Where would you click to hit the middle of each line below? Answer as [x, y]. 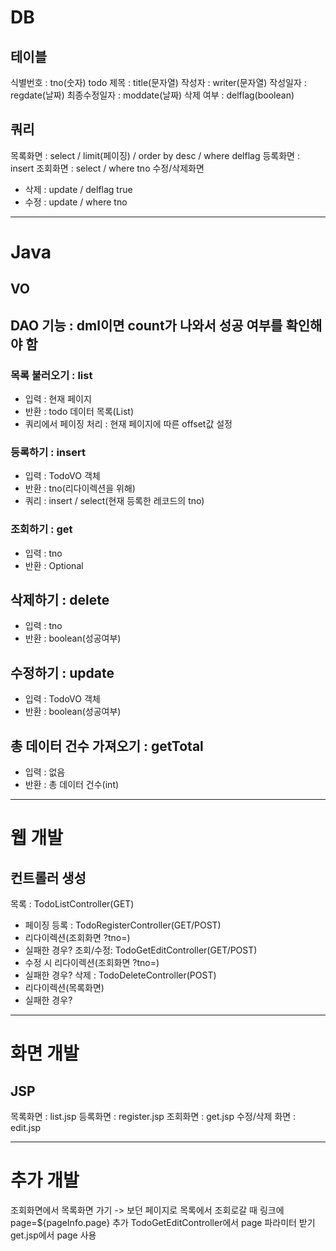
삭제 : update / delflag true [78, 189]
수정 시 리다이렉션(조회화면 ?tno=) [92, 963]
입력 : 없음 [45, 772]
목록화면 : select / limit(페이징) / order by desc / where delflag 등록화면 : [155, 155]
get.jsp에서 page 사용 [53, 1235]
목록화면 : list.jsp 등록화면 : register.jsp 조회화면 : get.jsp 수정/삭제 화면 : [153, 1117]
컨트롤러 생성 [48, 877]
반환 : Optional [54, 565]
